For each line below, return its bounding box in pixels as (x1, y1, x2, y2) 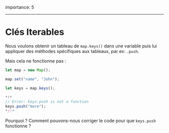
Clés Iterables (5, 26, 64, 38)
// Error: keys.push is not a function (5, 99, 89, 104)
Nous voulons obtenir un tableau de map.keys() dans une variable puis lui (5, 42, 157, 49)
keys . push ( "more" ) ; (5, 104, 46, 109)
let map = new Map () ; (5, 67, 51, 72)
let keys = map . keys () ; (5, 85, 55, 90)
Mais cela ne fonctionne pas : (5, 57, 66, 64)
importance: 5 (5, 4, 34, 10)
